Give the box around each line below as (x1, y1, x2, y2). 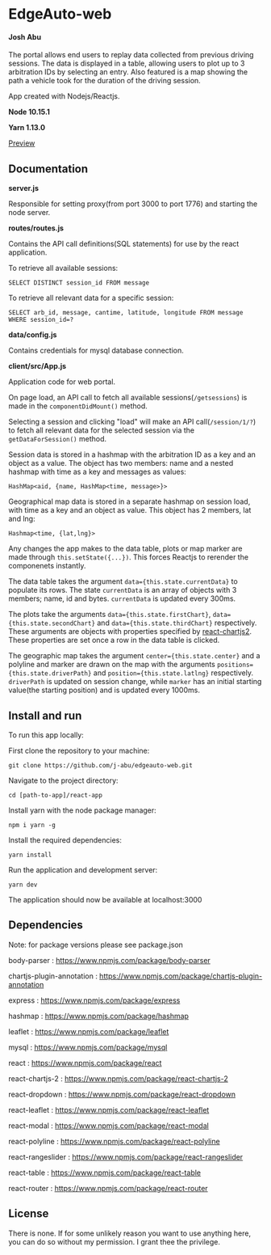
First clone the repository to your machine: (8, 746, 150, 756)
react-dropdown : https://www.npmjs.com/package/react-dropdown (8, 1089, 236, 1099)
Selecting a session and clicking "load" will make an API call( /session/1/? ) (8, 417, 256, 427)
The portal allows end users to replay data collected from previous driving (8, 50, 254, 60)
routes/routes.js (8, 223, 65, 233)
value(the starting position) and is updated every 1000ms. (8, 685, 200, 695)
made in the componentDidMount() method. (8, 401, 148, 411)
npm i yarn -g (8, 822, 56, 830)
